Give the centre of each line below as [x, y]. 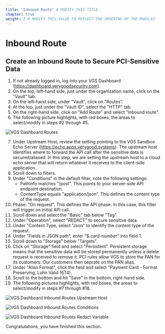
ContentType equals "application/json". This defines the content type [90, 194]
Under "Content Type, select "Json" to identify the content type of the [83, 226]
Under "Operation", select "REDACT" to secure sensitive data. [75, 220]
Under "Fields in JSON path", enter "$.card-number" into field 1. [77, 236]
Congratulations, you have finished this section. [54, 327]
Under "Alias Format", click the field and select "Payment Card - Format [85, 267]
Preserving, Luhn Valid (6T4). [42, 273]
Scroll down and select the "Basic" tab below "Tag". [65, 215]
